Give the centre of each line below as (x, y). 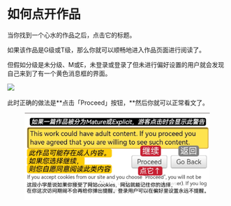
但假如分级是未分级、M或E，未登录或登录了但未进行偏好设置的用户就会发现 (116, 64)
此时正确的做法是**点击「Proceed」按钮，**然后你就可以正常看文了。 (108, 103)
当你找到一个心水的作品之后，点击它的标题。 (72, 35)
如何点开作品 (44, 14)
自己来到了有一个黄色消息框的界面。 (59, 73)
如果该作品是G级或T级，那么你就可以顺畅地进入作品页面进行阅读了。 (106, 50)
